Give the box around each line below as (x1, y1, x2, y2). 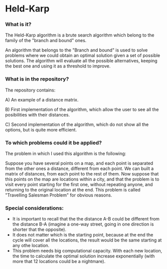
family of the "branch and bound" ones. (5, 37, 87, 43)
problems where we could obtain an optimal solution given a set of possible (5, 52, 161, 58)
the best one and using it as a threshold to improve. (5, 63, 111, 69)
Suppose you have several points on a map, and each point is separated (5, 160, 154, 166)
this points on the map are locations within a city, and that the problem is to (5, 176, 160, 182)
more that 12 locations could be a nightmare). (12, 258, 106, 264)
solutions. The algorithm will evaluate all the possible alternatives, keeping (5, 58, 158, 64)
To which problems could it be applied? (5, 139, 102, 146)
